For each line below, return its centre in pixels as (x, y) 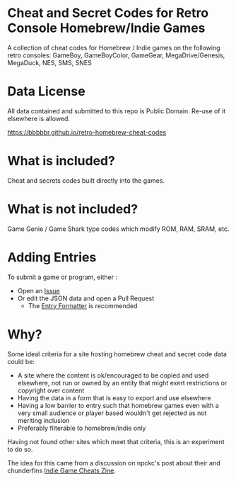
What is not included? (73, 209)
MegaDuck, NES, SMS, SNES (49, 62)
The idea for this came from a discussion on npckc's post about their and (114, 463)
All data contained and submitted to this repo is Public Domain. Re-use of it (117, 111)
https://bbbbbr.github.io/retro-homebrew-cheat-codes (87, 132)
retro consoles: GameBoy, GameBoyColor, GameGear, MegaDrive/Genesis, (116, 55)
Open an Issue (39, 290)
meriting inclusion (43, 420)
